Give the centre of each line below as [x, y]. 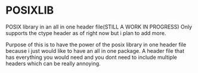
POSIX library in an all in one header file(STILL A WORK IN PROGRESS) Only [99, 27]
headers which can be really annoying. [53, 64]
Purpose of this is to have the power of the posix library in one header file [96, 45]
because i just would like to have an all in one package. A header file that [95, 50]
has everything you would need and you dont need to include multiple [91, 57]
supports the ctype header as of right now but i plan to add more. [86, 33]
